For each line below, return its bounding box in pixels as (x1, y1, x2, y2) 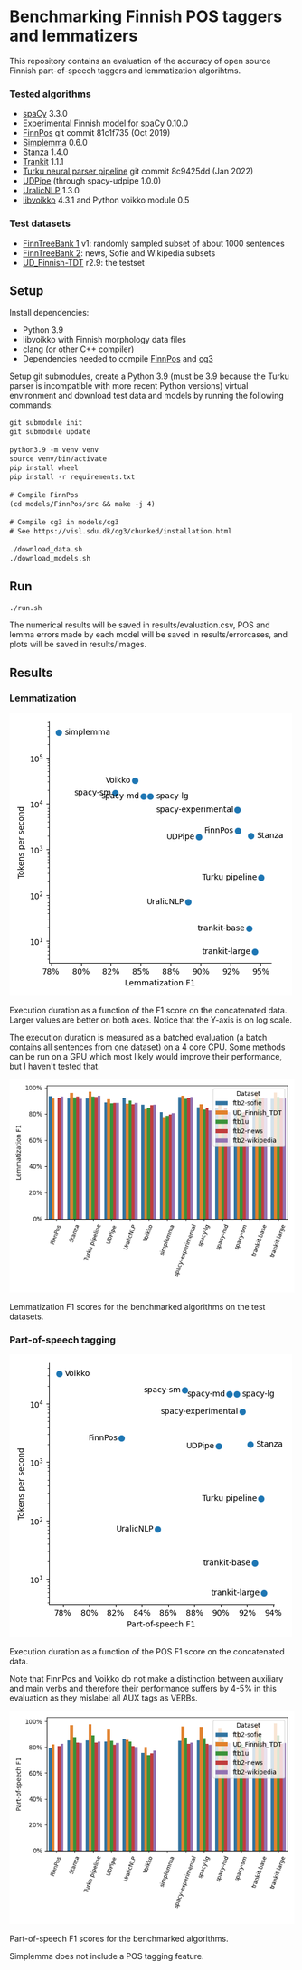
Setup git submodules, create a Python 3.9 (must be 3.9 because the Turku (9, 371, 289, 382)
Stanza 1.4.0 (22, 146, 69, 157)
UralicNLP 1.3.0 (22, 185, 80, 196)
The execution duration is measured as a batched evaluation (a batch (9, 1032, 268, 1042)
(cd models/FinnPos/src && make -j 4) (9, 500, 156, 509)
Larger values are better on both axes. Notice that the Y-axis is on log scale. (9, 1014, 292, 1025)
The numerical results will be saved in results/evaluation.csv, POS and (9, 619, 270, 630)
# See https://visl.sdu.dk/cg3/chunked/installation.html (9, 527, 232, 536)
